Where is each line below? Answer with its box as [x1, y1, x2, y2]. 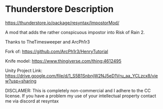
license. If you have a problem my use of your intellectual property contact [5, 93, 157, 99]
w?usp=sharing [5, 78, 37, 84]
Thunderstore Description [5, 3, 114, 15]
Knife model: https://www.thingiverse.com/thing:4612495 [5, 58, 122, 64]
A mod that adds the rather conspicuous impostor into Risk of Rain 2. [5, 29, 145, 35]
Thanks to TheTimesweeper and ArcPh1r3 [5, 38, 90, 45]
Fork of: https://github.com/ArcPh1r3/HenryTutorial [5, 48, 108, 54]
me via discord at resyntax [5, 98, 59, 104]
